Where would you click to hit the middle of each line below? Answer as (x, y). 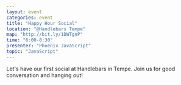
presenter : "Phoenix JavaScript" (49, 46)
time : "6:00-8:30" (30, 40)
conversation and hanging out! (45, 75)
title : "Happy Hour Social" (42, 23)
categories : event (30, 18)
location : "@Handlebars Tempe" (46, 29)
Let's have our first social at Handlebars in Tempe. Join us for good (91, 69)
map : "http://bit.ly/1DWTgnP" (45, 35)
